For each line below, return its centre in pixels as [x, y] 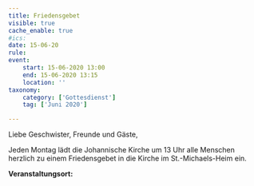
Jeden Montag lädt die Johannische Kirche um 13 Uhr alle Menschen [122, 150]
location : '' [44, 82]
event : [19, 61]
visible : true [32, 23]
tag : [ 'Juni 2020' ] [55, 105]
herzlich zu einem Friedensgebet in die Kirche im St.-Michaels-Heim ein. [128, 158]
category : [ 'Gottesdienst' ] [69, 97]
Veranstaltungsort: [41, 174]
